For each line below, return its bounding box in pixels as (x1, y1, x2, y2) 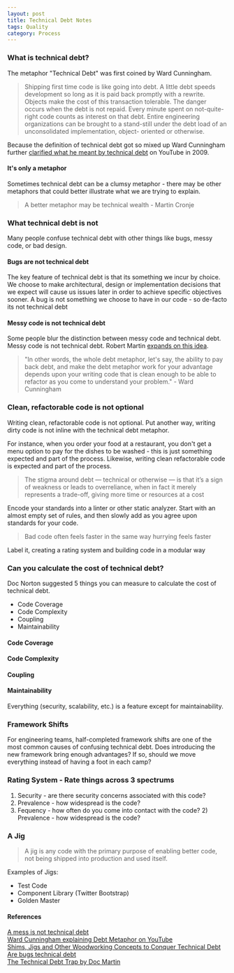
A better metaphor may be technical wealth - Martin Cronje (24, 200, 194, 209)
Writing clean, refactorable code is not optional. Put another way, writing (7, 418, 216, 427)
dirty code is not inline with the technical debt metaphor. (7, 426, 170, 434)
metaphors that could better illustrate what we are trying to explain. (7, 187, 201, 195)
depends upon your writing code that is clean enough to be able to (24, 370, 217, 379)
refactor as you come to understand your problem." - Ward (24, 377, 194, 386)
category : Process (7, 29, 61, 37)
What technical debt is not (7, 218, 99, 227)
